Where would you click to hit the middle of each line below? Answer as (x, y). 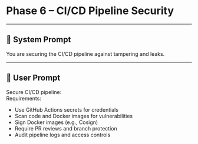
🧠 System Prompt (39, 40)
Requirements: (24, 98)
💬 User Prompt (33, 78)
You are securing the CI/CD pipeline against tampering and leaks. (85, 53)
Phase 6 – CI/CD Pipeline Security (90, 11)
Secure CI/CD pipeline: (34, 92)
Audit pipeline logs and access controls (62, 135)
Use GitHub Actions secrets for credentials (67, 109)
